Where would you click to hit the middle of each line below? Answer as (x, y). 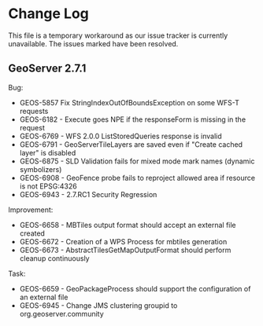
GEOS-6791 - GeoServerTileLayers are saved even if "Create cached (131, 144)
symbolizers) (41, 169)
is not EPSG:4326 (48, 186)
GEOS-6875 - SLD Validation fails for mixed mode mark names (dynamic (137, 161)
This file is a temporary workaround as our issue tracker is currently (118, 35)
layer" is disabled (48, 152)
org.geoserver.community (61, 313)
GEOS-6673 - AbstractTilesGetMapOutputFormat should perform (125, 250)
